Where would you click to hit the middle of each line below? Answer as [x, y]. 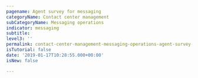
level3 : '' [19, 39]
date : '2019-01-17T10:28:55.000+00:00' [55, 55]
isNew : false [22, 60]
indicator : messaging [33, 28]
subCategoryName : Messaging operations [55, 22]
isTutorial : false [29, 50]
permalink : [19, 45]
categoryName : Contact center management [58, 17]
